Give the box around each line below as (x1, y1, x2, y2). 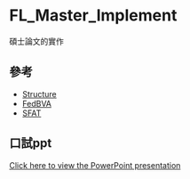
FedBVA (21, 98, 51, 109)
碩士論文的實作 (9, 36, 64, 46)
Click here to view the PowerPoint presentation (9, 159, 181, 170)
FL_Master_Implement (9, 5, 178, 26)
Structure (21, 88, 57, 99)
